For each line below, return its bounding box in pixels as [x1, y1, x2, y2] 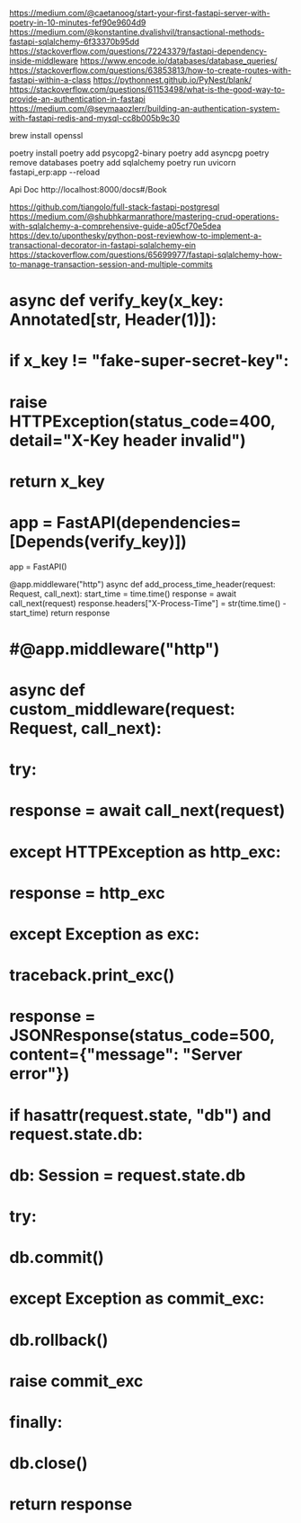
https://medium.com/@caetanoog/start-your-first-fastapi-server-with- [9, 8, 270, 18]
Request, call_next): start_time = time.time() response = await [9, 588, 236, 599]
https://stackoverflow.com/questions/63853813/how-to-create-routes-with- [9, 65, 292, 76]
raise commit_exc [9, 1371, 144, 1391]
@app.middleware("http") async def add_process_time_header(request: [9, 578, 276, 589]
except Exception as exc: [9, 924, 200, 944]
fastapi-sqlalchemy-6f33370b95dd [9, 36, 140, 47]
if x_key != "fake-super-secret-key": [9, 351, 289, 372]
